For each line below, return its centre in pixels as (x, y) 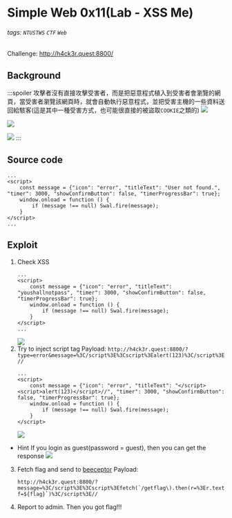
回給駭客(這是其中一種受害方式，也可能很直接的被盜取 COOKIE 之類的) (104, 110)
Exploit (22, 245)
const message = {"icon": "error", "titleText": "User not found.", (120, 188)
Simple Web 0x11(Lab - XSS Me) (100, 13)
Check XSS (33, 261)
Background (34, 75)
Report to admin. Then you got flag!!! (69, 507)
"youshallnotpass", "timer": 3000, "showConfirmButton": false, (112, 293)
